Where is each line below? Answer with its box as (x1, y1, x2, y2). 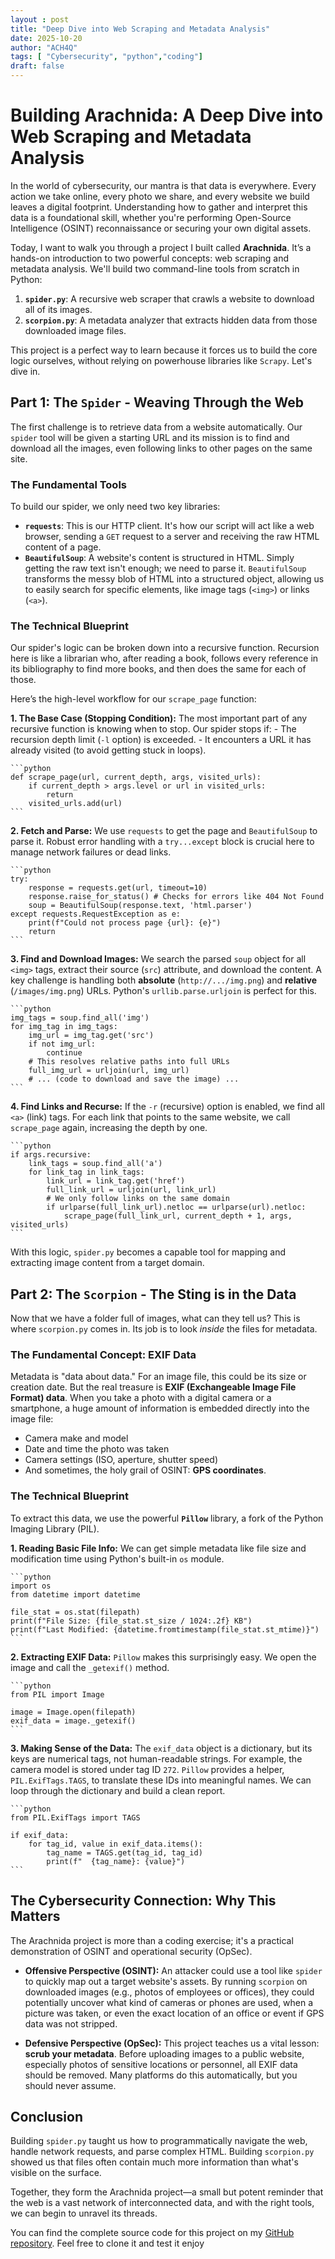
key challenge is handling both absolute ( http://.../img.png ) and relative (10, 974, 318, 986)
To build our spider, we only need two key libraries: (10, 501, 221, 513)
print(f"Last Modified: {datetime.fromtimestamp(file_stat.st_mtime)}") (10, 1624, 320, 1635)
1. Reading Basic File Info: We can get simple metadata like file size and (10, 1542, 307, 1554)
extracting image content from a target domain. (10, 1257, 205, 1269)
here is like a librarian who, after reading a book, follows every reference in (10, 652, 319, 665)
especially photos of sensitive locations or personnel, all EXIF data (24, 2058, 298, 2070)
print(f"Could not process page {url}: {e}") (28, 918, 222, 928)
